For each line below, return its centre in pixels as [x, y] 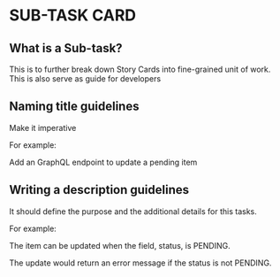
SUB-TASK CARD [73, 15]
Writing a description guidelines [99, 190]
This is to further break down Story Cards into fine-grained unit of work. [140, 69]
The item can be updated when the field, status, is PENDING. [120, 245]
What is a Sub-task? [66, 48]
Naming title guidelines [74, 107]
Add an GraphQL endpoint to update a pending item [103, 162]
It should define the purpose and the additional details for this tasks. [133, 211]
